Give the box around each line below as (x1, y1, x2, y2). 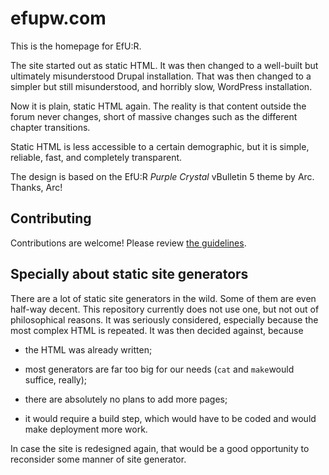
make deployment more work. (24, 423, 148, 435)
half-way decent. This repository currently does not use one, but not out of (10, 303, 320, 315)
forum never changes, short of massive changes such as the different (10, 110, 298, 122)
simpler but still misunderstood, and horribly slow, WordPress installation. (10, 80, 313, 92)
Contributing (10, 210, 92, 227)
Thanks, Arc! (10, 181, 63, 193)
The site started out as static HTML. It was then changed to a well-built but (10, 59, 319, 71)
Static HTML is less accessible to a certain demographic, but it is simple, (10, 140, 310, 152)
